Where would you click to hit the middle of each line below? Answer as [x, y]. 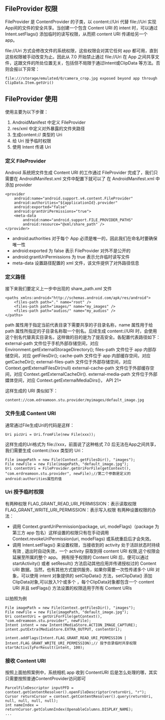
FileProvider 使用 [31, 99]
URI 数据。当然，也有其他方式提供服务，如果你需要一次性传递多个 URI [83, 569]
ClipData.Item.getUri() [30, 83]
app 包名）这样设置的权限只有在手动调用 [68, 532]
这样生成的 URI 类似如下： [32, 391]
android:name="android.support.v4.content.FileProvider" [74, 198]
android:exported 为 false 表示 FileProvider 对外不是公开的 [71, 251]
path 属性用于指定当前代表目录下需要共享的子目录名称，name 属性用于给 [79, 325]
